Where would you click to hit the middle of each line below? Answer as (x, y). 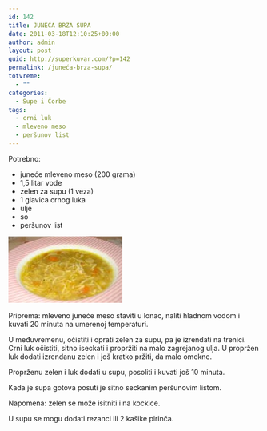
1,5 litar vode (41, 182)
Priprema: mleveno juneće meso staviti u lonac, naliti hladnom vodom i (124, 315)
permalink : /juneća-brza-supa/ (60, 68)
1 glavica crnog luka (53, 199)
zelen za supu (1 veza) (57, 191)
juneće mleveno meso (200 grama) (78, 174)
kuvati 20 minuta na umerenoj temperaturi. (78, 324)
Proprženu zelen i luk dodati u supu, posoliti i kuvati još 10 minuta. (117, 372)
